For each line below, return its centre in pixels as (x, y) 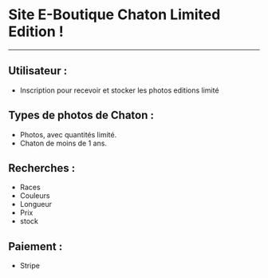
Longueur (35, 205)
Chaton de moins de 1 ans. (63, 143)
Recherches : (42, 168)
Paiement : (35, 246)
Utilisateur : (38, 71)
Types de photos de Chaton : (81, 115)
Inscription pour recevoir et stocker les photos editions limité (119, 90)
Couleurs (35, 196)
